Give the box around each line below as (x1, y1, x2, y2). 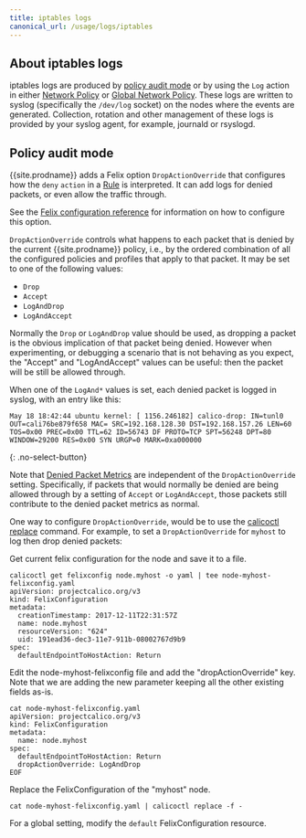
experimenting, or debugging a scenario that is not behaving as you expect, (9, 347, 294, 358)
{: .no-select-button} (9, 451, 88, 462)
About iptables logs (9, 56, 123, 71)
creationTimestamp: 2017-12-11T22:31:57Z (17, 611, 178, 621)
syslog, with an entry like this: (9, 394, 121, 405)
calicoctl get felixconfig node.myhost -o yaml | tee (9, 571, 219, 580)
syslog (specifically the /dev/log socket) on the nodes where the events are (9, 100, 295, 111)
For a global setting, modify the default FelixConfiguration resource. (9, 818, 267, 829)
